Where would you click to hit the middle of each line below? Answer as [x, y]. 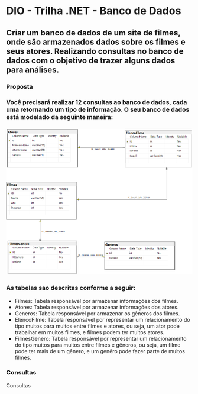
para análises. [33, 70]
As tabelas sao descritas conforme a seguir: [71, 288]
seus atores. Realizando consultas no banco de [95, 51]
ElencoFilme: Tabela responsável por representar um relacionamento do [102, 319]
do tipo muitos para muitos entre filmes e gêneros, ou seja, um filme [98, 345]
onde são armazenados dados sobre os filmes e [96, 42]
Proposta [20, 86]
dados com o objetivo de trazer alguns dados [91, 60]
